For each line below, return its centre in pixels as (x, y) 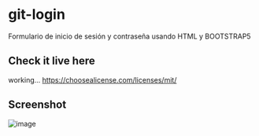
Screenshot (37, 105)
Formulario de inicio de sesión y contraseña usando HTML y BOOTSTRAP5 (129, 36)
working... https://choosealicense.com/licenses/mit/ (92, 79)
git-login (37, 15)
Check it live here (52, 61)
